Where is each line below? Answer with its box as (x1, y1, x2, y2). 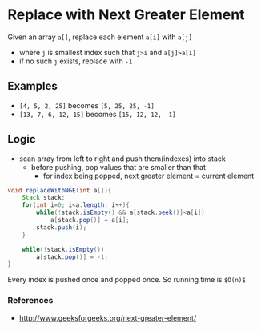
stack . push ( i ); (36, 223, 87, 232)
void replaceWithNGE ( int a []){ (7, 186, 112, 194)
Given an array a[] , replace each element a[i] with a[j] (7, 32, 193, 42)
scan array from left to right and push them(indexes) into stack (18, 154, 226, 163)
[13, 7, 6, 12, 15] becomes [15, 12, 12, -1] (18, 109, 177, 119)
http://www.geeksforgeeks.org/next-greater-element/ (18, 313, 197, 322)
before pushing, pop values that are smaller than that (30, 162, 206, 172)
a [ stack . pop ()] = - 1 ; (36, 252, 109, 261)
